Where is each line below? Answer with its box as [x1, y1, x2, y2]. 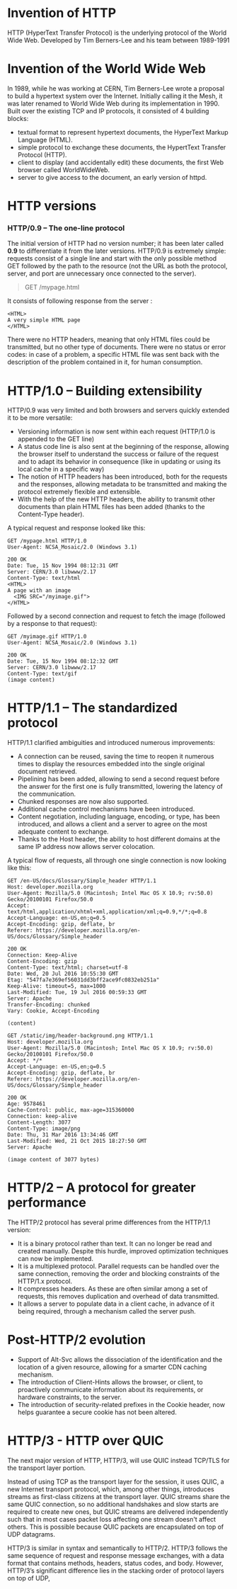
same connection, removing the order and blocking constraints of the [17, 1270, 220, 1278]
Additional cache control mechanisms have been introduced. [17, 805, 195, 814]
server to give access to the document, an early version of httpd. [17, 173, 207, 181]
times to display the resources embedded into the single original [17, 760, 205, 768]
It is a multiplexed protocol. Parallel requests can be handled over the [17, 1262, 219, 1270]
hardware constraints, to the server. [17, 1393, 122, 1401]
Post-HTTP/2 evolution [7, 1332, 146, 1348]
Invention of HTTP [7, 5, 117, 21]
